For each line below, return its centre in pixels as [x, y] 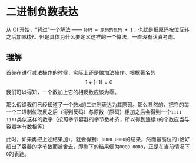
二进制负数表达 [42, 12]
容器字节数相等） [27, 127]
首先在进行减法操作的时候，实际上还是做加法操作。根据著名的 [81, 72]
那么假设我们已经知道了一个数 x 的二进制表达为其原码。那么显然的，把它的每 [98, 104]
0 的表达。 [18, 154]
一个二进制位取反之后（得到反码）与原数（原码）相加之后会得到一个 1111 [94, 112]
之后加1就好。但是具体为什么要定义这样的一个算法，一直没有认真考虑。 [92, 36]
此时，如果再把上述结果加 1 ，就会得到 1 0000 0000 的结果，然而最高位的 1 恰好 [98, 139]
